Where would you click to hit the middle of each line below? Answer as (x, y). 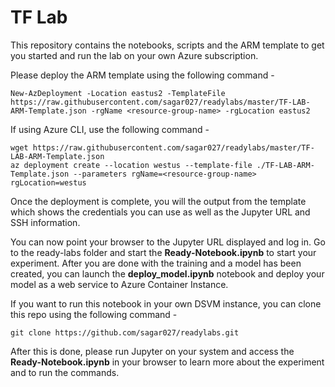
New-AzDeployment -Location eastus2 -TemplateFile (118, 93)
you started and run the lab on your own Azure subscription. (134, 55)
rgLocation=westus (48, 182)
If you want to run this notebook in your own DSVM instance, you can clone (166, 303)
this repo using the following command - (94, 314)
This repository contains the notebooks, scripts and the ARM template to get (167, 45)
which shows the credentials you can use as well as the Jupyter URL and (160, 212)
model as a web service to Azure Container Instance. (119, 284)
